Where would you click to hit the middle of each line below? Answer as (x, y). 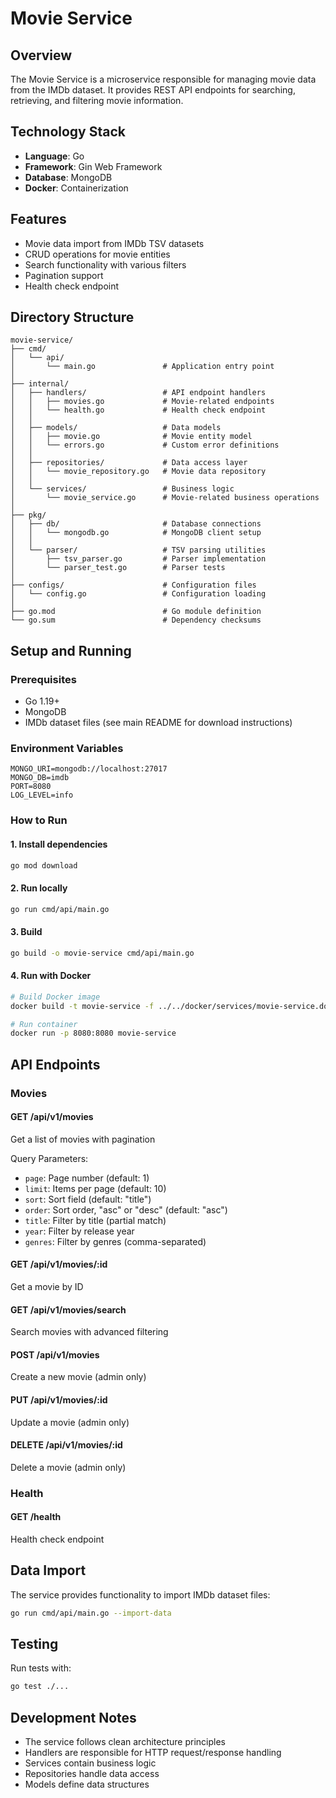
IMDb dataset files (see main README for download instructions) (158, 723)
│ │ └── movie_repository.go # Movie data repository (138, 472)
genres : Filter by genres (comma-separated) (115, 1241)
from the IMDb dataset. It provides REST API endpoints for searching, (153, 90)
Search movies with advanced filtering (89, 1332)
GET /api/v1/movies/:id (59, 1264)
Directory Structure (72, 317)
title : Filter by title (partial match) (95, 1220)
